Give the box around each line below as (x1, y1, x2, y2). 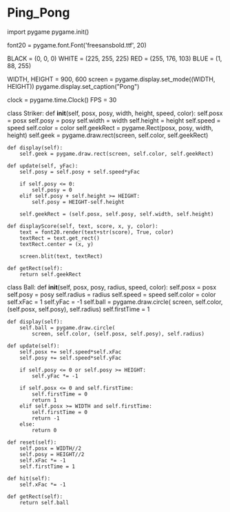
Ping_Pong (7, 5, 70, 21)
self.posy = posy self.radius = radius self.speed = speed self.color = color (7, 290, 216, 298)
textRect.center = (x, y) (19, 240, 94, 247)
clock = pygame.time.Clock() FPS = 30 (7, 95, 117, 104)
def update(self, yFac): (7, 162, 79, 170)
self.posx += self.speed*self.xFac (19, 348, 122, 356)
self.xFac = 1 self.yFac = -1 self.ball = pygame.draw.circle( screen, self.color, (7, 298, 223, 306)
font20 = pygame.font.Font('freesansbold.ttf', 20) (7, 41, 147, 49)
